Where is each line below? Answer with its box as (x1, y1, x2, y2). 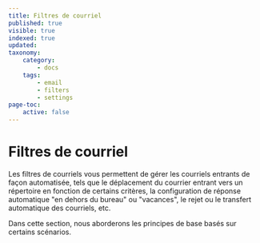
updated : (8, 42, 38, 50)
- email (37, 78, 62, 86)
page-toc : (8, 101, 42, 109)
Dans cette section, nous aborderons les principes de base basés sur (8, 218, 237, 228)
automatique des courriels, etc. (8, 203, 111, 213)
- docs (37, 64, 59, 72)
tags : (22, 71, 42, 79)
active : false (22, 109, 70, 117)
